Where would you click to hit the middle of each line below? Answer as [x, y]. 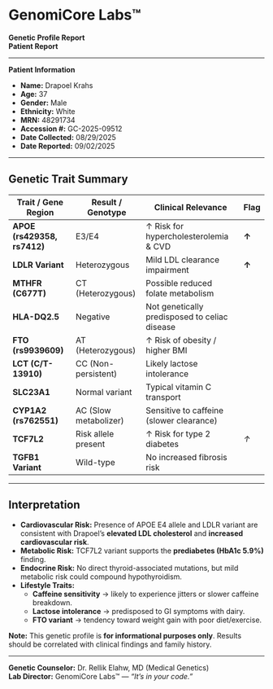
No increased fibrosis [186, 457]
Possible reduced [179, 283]
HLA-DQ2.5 [36, 317]
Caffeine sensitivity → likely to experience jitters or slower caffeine [145, 594]
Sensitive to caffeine [185, 410]
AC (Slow [93, 410]
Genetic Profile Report [47, 37]
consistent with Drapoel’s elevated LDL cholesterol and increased [132, 533]
